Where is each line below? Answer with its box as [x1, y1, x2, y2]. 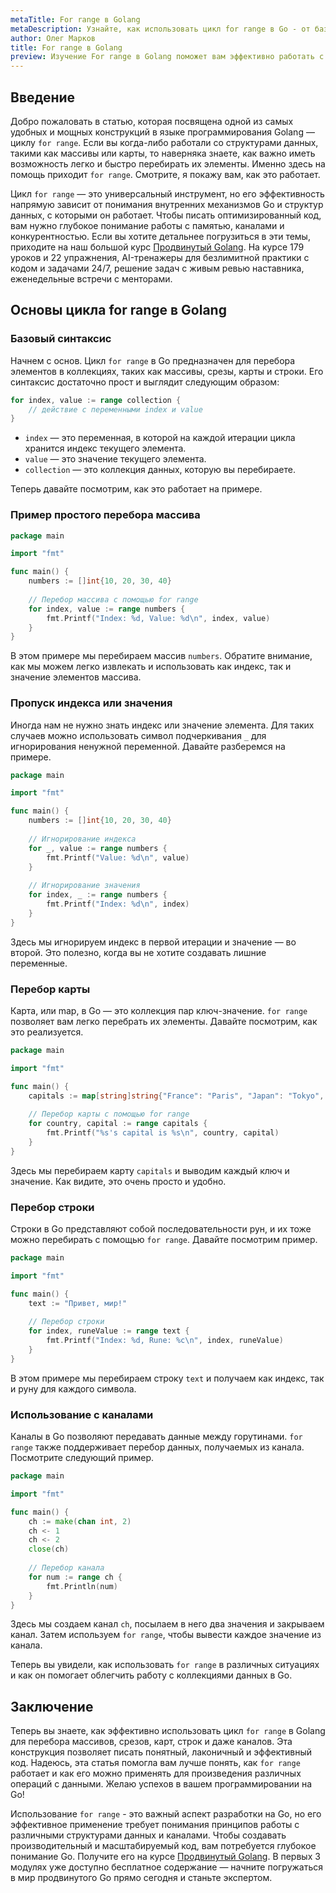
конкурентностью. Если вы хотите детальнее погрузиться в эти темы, [10, 230, 311, 242]
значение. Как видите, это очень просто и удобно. [10, 1175, 227, 1187]
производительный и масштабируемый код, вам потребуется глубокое [10, 1840, 317, 1852]
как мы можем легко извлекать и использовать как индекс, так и [10, 661, 292, 673]
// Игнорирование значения [28, 881, 141, 891]
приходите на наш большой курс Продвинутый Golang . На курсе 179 [10, 241, 305, 253]
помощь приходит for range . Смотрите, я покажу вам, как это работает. [10, 168, 321, 180]
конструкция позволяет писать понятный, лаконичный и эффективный [10, 1746, 313, 1758]
